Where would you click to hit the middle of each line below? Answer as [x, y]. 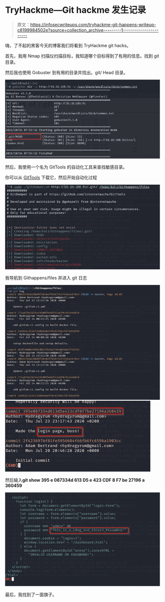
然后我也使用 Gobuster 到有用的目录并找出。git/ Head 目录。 [67, 72]
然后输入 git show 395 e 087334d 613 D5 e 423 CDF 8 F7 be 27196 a [75, 480]
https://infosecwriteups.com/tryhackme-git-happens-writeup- [93, 25]
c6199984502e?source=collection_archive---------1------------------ [88, 30]
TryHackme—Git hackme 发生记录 [76, 10]
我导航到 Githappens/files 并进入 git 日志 [46, 277]
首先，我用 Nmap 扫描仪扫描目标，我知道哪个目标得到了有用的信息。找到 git [82, 56]
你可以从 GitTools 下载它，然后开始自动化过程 [51, 177]
